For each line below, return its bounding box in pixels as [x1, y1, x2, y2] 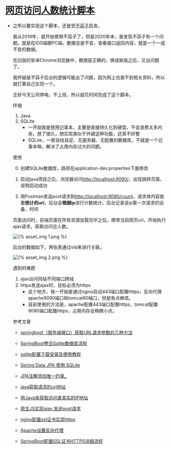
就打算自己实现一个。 [12, 80, 58, 87]
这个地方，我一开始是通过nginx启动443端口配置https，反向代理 [28, 288, 162, 295]
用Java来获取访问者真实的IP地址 [20, 394, 88, 400]
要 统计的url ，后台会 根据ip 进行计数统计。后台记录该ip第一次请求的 [20, 199, 160, 206]
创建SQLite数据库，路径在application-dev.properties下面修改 [20, 165, 149, 171]
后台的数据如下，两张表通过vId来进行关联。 [12, 244, 105, 250]
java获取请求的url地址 [20, 384, 66, 390]
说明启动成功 [20, 182, 47, 188]
